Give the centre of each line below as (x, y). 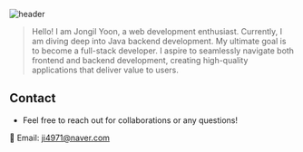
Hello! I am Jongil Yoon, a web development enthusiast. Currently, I (157, 31)
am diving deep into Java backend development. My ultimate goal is (159, 41)
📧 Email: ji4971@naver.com (60, 138)
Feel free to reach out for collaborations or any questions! (130, 120)
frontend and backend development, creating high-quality (140, 60)
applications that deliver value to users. (105, 70)
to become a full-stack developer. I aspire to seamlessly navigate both (163, 51)
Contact (33, 98)
